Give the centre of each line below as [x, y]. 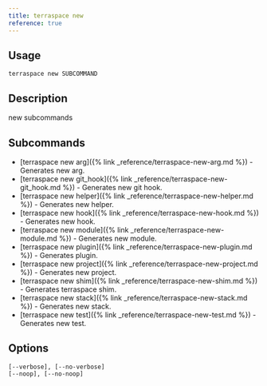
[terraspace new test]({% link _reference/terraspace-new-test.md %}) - [138, 314]
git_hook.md [40, 187]
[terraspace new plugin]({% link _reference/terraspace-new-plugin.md [136, 247]
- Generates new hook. [57, 221]
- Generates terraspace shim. [68, 289]
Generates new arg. [52, 170]
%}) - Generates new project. [68, 272]
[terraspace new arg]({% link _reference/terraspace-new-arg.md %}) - [136, 161]
